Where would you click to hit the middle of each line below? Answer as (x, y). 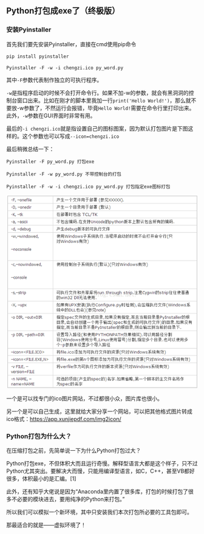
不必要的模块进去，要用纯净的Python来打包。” (68, 499)
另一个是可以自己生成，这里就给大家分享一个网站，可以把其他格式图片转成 (99, 411)
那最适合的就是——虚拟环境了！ (46, 525)
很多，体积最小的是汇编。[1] (41, 478)
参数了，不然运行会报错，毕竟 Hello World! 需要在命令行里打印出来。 (109, 108)
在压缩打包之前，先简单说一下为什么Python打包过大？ (74, 450)
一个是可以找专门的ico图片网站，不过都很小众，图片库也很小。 (84, 398)
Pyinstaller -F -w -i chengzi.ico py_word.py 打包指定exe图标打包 (88, 187)
